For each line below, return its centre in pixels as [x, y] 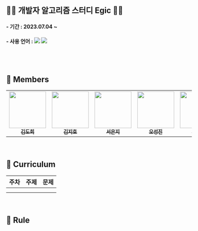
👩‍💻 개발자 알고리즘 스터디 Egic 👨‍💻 [65, 11]
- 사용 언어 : [20, 41]
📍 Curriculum [31, 164]
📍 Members [28, 79]
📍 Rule [18, 220]
